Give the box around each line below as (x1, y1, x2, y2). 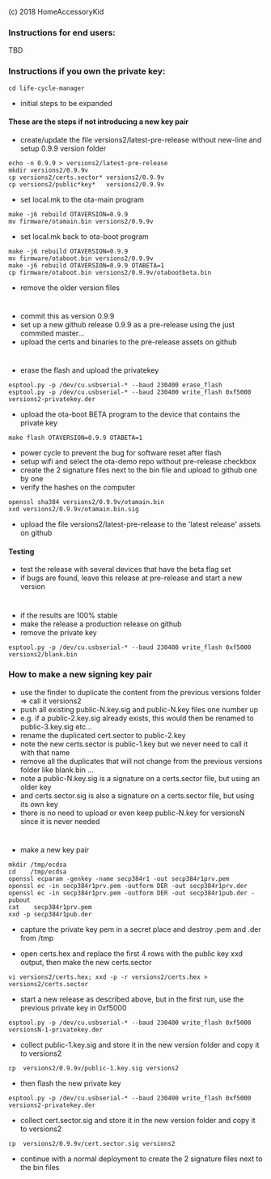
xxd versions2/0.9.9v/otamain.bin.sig (8, 506, 139, 514)
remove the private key (19, 627, 97, 637)
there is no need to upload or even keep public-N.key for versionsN (19, 808, 245, 818)
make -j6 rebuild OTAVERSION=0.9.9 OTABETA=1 (8, 261, 164, 270)
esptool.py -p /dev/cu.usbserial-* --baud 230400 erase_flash (8, 381, 222, 390)
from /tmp (19, 933, 54, 943)
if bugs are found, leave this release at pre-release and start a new (19, 573, 243, 583)
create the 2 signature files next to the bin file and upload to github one (19, 465, 257, 475)
